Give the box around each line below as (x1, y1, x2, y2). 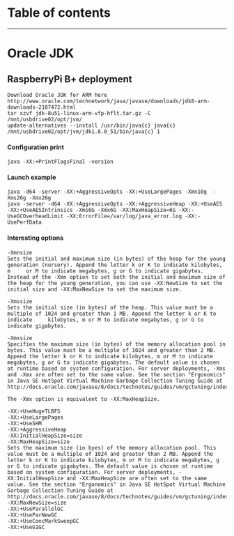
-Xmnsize (7, 249, 33, 256)
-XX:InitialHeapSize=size (7, 432, 82, 439)
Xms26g (7, 194, 26, 201)
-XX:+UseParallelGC (7, 505, 64, 512)
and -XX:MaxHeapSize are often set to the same (66, 475, 208, 482)
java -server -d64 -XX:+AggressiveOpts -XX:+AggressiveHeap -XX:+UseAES (7, 201, 223, 208)
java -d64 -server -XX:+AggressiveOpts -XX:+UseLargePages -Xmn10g (7, 188, 208, 196)
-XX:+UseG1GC (7, 523, 45, 530)
